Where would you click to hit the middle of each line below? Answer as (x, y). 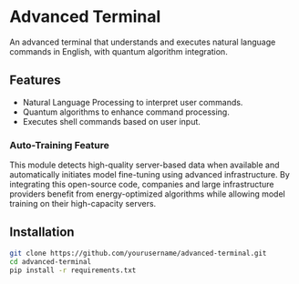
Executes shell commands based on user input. (111, 121)
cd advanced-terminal (51, 261)
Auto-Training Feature (59, 145)
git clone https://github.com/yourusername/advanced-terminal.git (138, 253)
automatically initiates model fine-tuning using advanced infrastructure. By (149, 175)
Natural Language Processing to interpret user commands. (133, 102)
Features (35, 81)
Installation (42, 233)
